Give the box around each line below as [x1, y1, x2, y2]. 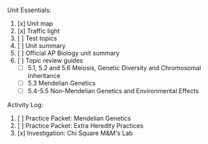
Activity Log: [7, 101, 44, 109]
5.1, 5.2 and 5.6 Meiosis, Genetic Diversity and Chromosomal [27, 64, 202, 72]
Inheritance [27, 72, 61, 80]
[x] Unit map [17, 19, 54, 27]
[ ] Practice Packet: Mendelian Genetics [17, 114, 131, 122]
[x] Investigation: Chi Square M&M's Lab [17, 129, 134, 138]
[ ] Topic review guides [17, 56, 83, 65]
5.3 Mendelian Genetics [27, 79, 96, 88]
